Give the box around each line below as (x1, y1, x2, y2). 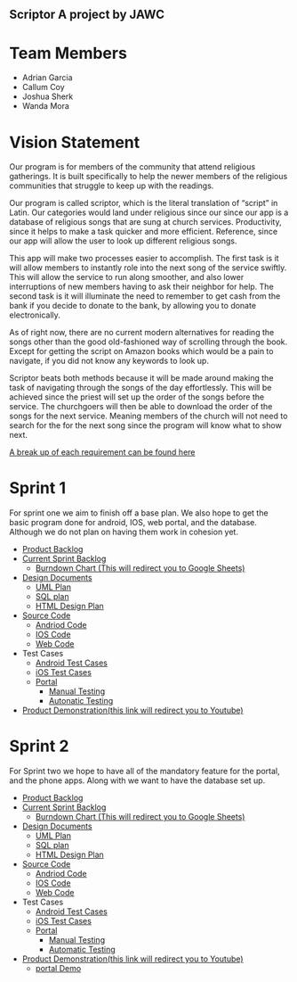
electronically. (9, 309, 60, 320)
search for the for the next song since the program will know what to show (9, 420, 282, 431)
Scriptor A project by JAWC (9, 7, 165, 22)
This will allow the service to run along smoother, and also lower (9, 272, 245, 283)
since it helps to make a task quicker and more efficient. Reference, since (9, 227, 278, 237)
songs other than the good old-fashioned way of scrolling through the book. (9, 336, 288, 347)
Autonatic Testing (48, 696, 114, 706)
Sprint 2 (9, 736, 69, 756)
